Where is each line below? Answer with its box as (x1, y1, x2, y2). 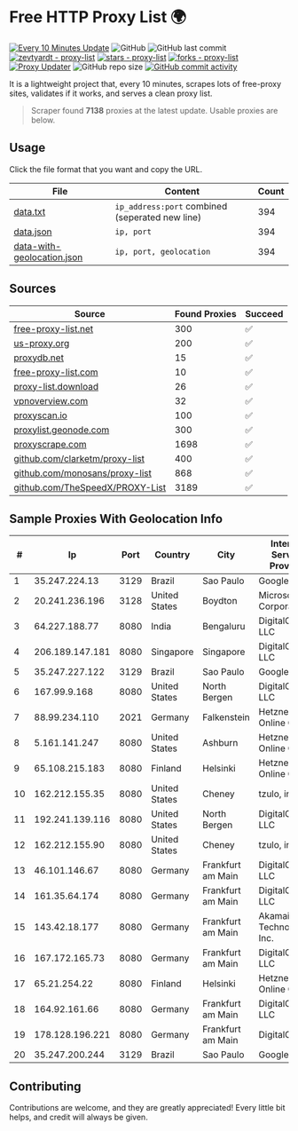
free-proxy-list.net (13, 322, 94, 335)
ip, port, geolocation (114, 246, 211, 257)
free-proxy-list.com (13, 366, 99, 378)
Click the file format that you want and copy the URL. (9, 163, 202, 174)
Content (164, 185, 200, 197)
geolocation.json (13, 250, 83, 263)
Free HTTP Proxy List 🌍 (9, 7, 187, 28)
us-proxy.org (13, 336, 70, 349)
